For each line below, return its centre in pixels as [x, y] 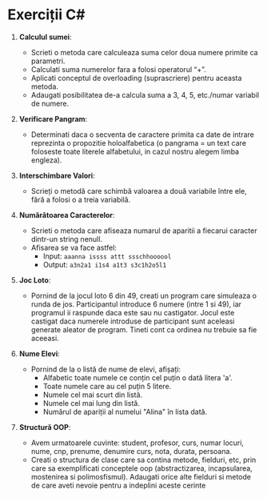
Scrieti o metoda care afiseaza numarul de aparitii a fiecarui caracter [144, 231]
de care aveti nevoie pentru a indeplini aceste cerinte [118, 485]
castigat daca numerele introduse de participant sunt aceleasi [133, 321]
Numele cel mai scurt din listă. [93, 395]
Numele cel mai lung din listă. [92, 403]
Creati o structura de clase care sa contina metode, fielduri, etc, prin [143, 460]
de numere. [50, 103]
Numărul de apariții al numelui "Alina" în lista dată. [125, 412]
